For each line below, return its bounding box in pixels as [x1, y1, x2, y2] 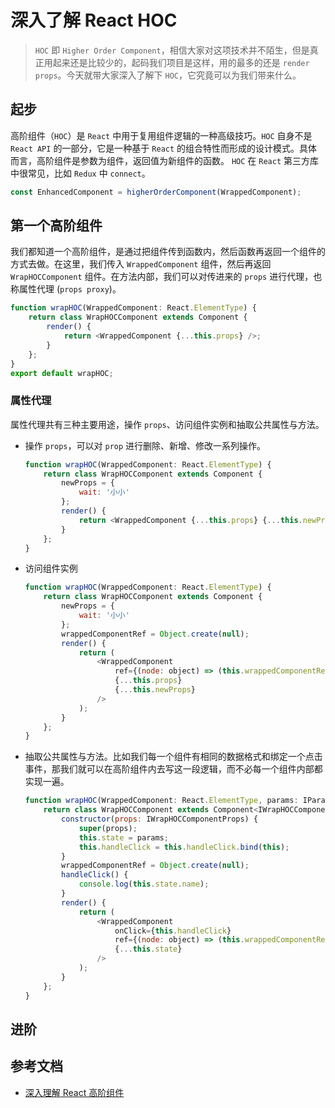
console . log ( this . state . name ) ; [78, 879, 210, 890]
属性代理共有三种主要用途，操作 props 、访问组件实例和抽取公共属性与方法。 [10, 418, 325, 430]
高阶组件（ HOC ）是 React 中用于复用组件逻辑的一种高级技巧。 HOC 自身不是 [10, 129, 313, 141]
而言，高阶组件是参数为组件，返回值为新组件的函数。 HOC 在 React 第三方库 [10, 154, 320, 166]
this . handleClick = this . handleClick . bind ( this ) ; [78, 842, 290, 852]
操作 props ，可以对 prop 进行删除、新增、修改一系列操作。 [24, 439, 267, 451]
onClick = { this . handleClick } [114, 926, 232, 936]
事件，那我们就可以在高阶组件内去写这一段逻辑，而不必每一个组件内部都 [24, 763, 323, 775]
